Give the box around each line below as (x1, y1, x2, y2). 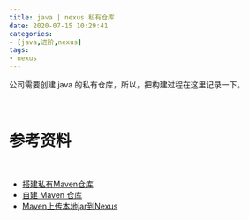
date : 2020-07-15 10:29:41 (9, 21, 109, 30)
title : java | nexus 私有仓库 (9, 12, 115, 22)
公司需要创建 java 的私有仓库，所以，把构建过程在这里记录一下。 (9, 80, 245, 89)
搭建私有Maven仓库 (21, 178, 94, 189)
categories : (9, 29, 53, 38)
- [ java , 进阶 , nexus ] (9, 37, 82, 47)
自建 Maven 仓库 (21, 189, 83, 200)
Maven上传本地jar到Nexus (21, 201, 118, 211)
